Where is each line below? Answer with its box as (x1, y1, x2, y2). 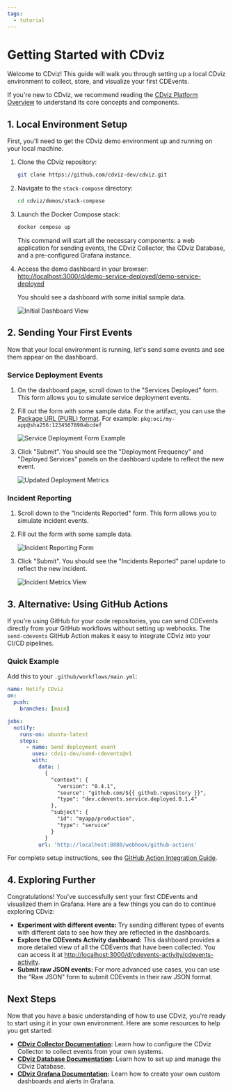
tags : (7, 10, 23, 17)
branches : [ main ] (19, 706, 70, 713)
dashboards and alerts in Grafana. (17, 1077, 115, 1085)
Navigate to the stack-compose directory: (17, 184, 134, 193)
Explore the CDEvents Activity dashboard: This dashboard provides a (17, 936, 220, 944)
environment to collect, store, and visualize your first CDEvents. (7, 77, 190, 86)
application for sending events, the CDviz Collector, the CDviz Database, (17, 244, 225, 252)
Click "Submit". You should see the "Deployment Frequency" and (17, 447, 204, 456)
